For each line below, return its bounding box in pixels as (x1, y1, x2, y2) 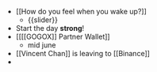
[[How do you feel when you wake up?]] (15, 7, 147, 16)
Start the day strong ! (15, 24, 85, 32)
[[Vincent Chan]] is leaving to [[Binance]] (15, 49, 151, 58)
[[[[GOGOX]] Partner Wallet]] (15, 32, 110, 41)
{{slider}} (27, 15, 58, 25)
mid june (27, 40, 56, 50)
